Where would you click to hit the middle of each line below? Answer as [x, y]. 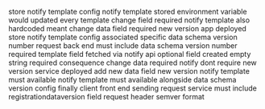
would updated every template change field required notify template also [129, 20]
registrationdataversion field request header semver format [107, 97]
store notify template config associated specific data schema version [123, 37]
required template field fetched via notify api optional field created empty [130, 54]
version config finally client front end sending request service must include [133, 88]
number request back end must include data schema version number [123, 46]
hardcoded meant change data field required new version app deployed [128, 28]
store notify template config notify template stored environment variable [128, 12]
